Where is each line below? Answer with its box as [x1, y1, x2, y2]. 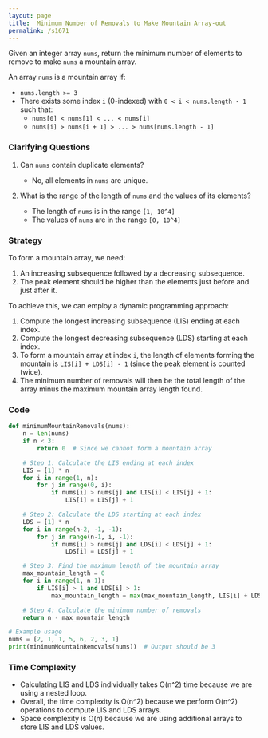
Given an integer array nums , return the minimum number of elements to [8, 49, 242, 58]
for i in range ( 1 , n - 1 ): [22, 577, 105, 585]
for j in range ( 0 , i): [37, 481, 112, 490]
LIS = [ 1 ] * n [22, 466, 69, 474]
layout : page [8, 11, 52, 20]
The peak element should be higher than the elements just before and [19, 276, 250, 286]
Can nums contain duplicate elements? [19, 160, 144, 169]
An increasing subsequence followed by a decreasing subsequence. [19, 268, 245, 278]
